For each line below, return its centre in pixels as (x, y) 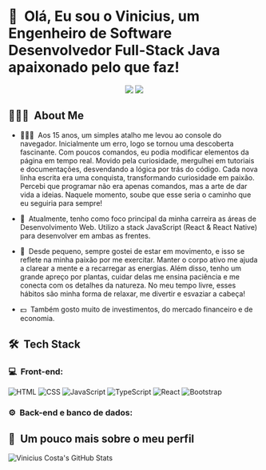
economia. (37, 318)
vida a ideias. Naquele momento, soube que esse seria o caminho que (135, 195)
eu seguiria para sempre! (61, 203)
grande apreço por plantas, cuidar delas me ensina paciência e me (129, 276)
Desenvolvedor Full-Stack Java (114, 50)
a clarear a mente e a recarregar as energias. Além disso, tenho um (131, 268)
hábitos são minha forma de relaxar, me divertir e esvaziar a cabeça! (133, 293)
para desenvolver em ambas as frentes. (85, 235)
